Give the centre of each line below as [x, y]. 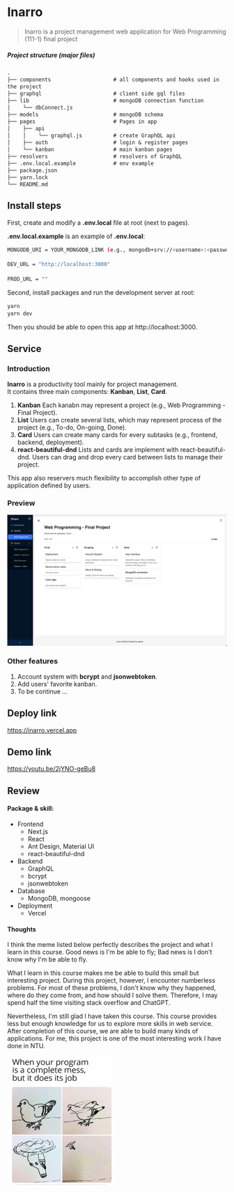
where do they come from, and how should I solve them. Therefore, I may [112, 995]
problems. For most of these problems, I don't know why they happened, [111, 988]
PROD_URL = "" [28, 279]
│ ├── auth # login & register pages [98, 142]
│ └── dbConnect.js [40, 108]
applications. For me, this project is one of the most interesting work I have [114, 1038]
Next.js [38, 832]
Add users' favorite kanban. [57, 684]
